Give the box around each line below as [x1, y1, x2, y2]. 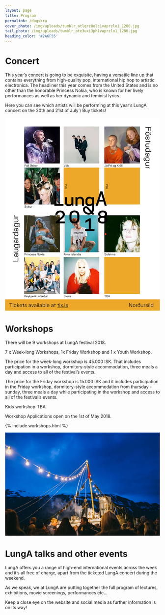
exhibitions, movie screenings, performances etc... [5, 590, 108, 596]
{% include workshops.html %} [5, 423, 68, 429]
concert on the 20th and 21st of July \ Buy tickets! [5, 107, 107, 113]
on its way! [5, 605, 27, 611]
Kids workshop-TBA [5, 404, 46, 410]
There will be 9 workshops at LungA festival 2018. [5, 339, 106, 346]
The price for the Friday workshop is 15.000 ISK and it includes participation [5, 379, 159, 385]
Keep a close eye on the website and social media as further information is [5, 599, 156, 605]
